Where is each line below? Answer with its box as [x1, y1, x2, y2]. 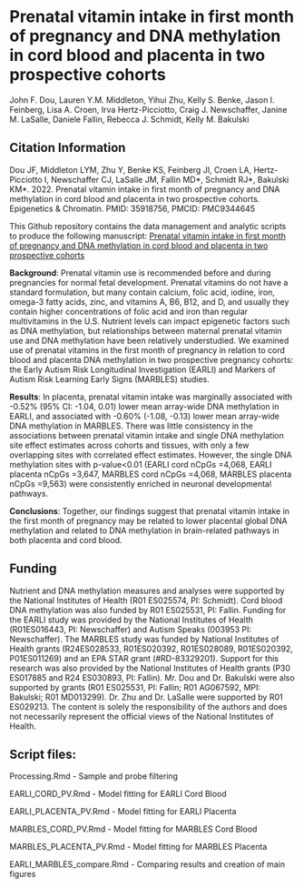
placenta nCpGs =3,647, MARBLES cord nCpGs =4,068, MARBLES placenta [9, 469, 292, 479]
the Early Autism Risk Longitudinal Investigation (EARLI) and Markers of [9, 364, 276, 375]
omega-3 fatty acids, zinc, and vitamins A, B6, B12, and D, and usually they [9, 296, 289, 307]
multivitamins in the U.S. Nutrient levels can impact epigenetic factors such [9, 316, 290, 327]
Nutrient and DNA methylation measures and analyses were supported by [9, 585, 285, 596]
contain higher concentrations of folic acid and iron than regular [9, 306, 248, 317]
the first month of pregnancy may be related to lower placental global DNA [9, 515, 288, 526]
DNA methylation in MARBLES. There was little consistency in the [9, 420, 254, 431]
